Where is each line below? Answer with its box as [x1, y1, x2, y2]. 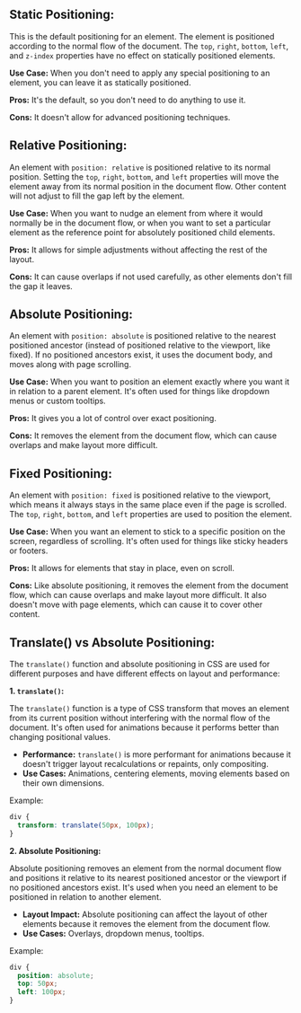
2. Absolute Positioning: [9, 845, 102, 856]
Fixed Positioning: [9, 466, 112, 481]
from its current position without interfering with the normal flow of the [9, 713, 271, 724]
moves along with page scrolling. [9, 359, 132, 370]
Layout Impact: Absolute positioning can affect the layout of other [22, 909, 268, 920]
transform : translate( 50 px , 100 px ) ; [17, 821, 155, 830]
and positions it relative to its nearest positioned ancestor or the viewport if [9, 872, 288, 883]
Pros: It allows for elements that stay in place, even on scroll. [9, 563, 235, 574]
